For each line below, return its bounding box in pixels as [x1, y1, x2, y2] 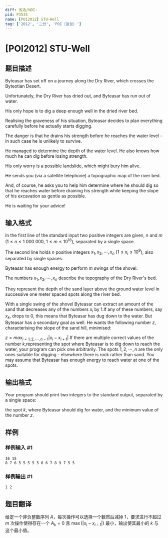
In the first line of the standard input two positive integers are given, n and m [5, 232, 162, 239]
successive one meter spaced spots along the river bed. [5, 291, 121, 297]
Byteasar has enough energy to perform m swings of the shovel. [5, 265, 138, 271]
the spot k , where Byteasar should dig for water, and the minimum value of [5, 407, 159, 413]
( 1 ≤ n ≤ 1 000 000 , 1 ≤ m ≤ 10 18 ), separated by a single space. [5, 238, 135, 244]
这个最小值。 [5, 527, 31, 533]
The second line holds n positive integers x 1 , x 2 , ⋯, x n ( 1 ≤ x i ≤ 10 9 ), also [5, 248, 153, 256]
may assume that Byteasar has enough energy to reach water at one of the [5, 357, 159, 363]
